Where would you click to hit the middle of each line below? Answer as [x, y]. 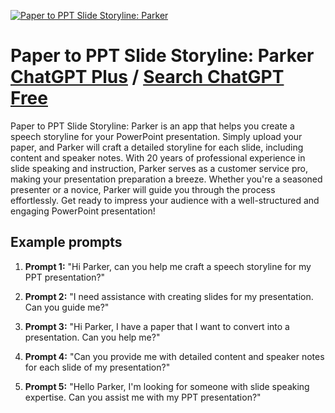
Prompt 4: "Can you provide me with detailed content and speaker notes [174, 356]
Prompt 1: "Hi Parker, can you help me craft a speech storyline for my [168, 266]
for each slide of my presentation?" [97, 367]
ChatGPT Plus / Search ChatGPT [147, 77]
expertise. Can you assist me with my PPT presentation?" [143, 397]
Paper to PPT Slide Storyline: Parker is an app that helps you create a [152, 126]
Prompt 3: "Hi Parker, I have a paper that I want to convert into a [157, 326]
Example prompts [66, 242]
